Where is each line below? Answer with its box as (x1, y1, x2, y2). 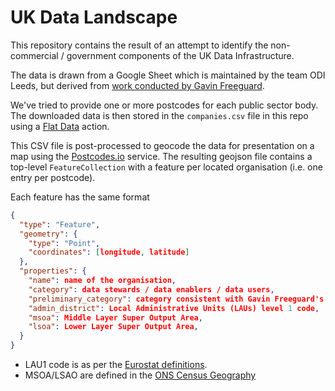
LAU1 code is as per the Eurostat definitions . (24, 359, 208, 371)
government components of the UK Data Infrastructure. (66, 49, 295, 61)
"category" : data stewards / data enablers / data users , (28, 284, 275, 295)
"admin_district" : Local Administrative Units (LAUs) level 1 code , (28, 303, 320, 313)
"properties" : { (19, 266, 87, 276)
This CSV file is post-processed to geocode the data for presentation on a (10, 139, 315, 151)
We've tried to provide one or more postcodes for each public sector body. (10, 99, 319, 111)
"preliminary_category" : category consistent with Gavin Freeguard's (28, 294, 325, 304)
